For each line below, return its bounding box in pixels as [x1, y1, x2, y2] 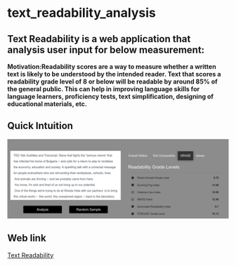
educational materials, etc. [7, 100, 88, 108]
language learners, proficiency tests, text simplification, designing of [7, 93, 214, 100]
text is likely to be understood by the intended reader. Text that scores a [7, 70, 221, 78]
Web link [7, 232, 47, 244]
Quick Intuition [7, 120, 74, 132]
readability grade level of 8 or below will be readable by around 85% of [7, 77, 218, 86]
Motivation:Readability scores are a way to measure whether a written [7, 62, 216, 71]
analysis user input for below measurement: [7, 44, 205, 55]
